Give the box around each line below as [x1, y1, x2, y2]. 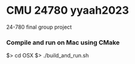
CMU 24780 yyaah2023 [6, 4, 130, 17]
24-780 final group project [6, 23, 72, 31]
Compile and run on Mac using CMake [6, 38, 120, 47]
